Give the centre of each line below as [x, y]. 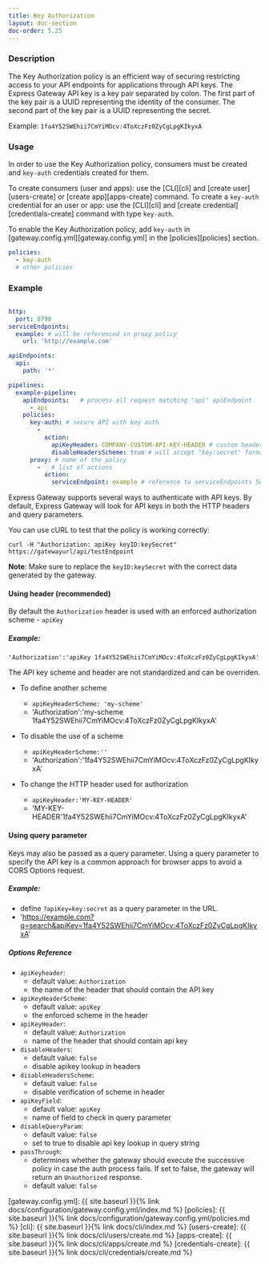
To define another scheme [63, 688]
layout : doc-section [43, 23]
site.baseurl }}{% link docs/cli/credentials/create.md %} [101, 1253]
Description [32, 59]
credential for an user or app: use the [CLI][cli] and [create [105, 205]
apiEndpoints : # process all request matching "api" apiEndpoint [137, 400]
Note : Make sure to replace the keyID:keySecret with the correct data [123, 567]
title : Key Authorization [51, 16]
